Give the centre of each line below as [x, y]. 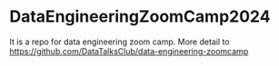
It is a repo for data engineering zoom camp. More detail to [120, 42]
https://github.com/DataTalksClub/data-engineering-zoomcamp [129, 51]
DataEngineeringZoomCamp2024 [140, 17]
